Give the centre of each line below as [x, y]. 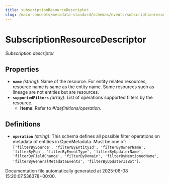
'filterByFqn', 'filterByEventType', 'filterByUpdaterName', [78, 152]
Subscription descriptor [30, 53]
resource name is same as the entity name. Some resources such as [83, 87]
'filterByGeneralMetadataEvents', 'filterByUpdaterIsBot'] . [76, 161]
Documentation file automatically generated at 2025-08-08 [67, 171]
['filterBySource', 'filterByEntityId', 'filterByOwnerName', [79, 147]
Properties [22, 69]
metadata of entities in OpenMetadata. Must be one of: [69, 142]
